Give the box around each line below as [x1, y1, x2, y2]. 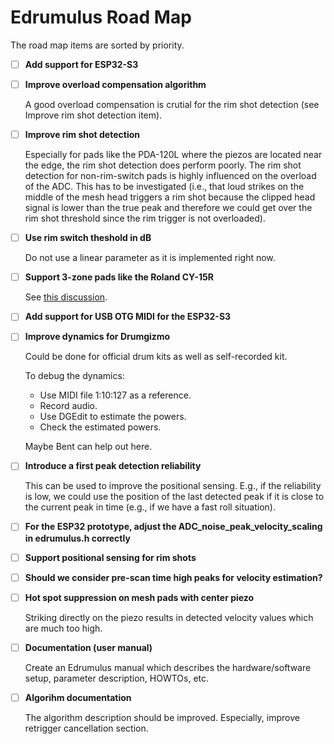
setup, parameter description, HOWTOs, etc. [24, 672, 210, 684]
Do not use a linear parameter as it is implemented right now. [24, 252, 276, 264]
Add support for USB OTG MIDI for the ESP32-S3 [24, 311, 232, 323]
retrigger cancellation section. [24, 722, 149, 734]
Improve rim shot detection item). [24, 109, 163, 121]
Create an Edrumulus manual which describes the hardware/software [24, 661, 312, 673]
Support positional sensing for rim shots [24, 551, 197, 563]
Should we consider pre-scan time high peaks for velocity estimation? [24, 571, 323, 583]
